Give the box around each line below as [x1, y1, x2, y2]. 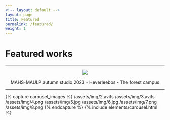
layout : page [5, 12, 33, 17]
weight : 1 [5, 26, 26, 31]
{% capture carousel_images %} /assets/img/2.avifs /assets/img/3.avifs [5, 94, 155, 100]
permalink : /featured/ [5, 21, 53, 27]
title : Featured [5, 17, 39, 22]
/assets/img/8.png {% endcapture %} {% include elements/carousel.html [5, 104, 158, 110]
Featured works [5, 48, 73, 60]
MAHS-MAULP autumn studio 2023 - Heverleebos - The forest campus [10, 79, 160, 85]
